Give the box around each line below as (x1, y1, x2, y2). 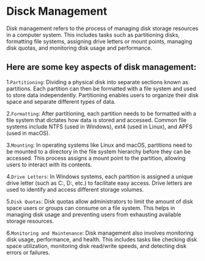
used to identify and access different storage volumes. (6, 185, 144, 193)
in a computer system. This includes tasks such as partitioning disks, (6, 31, 180, 38)
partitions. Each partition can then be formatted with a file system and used (6, 85, 196, 92)
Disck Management (6, 4, 108, 18)
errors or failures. (6, 249, 50, 256)
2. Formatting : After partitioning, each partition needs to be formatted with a (6, 109, 197, 117)
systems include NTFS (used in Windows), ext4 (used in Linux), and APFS (6, 123, 193, 130)
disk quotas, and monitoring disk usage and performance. (6, 44, 152, 52)
